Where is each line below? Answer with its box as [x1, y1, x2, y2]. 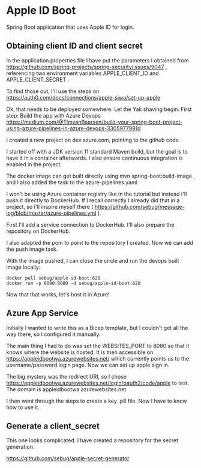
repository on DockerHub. [6, 227, 71, 235]
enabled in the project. [6, 160, 62, 168]
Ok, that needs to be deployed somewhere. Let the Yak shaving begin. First [6, 106, 192, 113]
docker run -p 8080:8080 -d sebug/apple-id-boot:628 [6, 280, 141, 286]
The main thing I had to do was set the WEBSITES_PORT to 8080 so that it [6, 342, 190, 349]
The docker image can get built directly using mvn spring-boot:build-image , [6, 172, 196, 179]
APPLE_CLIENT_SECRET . [6, 76, 70, 83]
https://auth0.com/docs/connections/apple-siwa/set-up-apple [6, 94, 161, 101]
